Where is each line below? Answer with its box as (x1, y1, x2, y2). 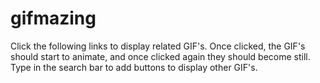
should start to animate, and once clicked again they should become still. (10, 50, 311, 62)
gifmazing (10, 7, 97, 30)
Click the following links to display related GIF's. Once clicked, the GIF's (10, 40, 306, 52)
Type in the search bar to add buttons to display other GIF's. (10, 61, 258, 73)
